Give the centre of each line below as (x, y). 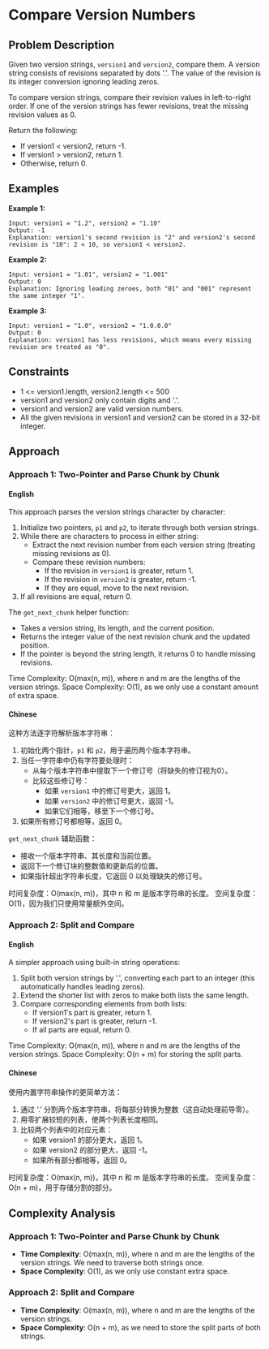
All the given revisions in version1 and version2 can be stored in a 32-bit (140, 417)
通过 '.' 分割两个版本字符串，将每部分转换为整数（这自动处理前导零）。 (137, 1109)
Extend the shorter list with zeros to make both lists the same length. (134, 995)
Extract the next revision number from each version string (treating (143, 545)
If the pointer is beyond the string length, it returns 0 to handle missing (138, 654)
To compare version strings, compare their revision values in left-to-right (130, 97)
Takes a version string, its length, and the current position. (117, 628)
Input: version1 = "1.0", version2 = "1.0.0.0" (90, 325)
